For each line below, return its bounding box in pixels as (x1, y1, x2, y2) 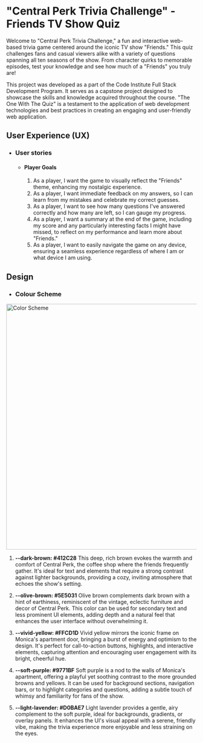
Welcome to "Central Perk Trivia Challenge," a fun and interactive (6, 37, 169, 44)
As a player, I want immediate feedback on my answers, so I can (33, 190, 193, 197)
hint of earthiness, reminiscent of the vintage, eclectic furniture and (14, 599, 183, 606)
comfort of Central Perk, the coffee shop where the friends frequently (14, 561, 189, 568)
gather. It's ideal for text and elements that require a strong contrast (14, 567, 184, 575)
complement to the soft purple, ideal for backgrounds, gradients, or (14, 710, 183, 718)
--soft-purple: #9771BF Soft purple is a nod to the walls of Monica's (14, 667, 185, 674)
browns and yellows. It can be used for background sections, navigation (14, 680, 195, 687)
